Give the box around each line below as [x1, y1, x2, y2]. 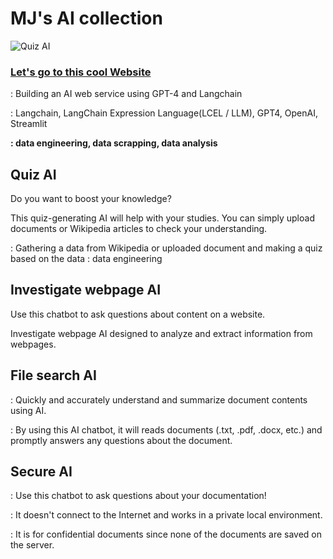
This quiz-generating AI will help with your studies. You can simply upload [10, 212, 315, 224]
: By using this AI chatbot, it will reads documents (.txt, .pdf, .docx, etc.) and [10, 423, 323, 436]
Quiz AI [10, 166, 57, 183]
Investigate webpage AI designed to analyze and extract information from [10, 327, 313, 339]
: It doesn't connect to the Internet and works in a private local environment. [10, 509, 323, 521]
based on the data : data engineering [10, 253, 163, 265]
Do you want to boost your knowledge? [10, 193, 172, 205]
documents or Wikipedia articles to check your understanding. [10, 223, 268, 235]
